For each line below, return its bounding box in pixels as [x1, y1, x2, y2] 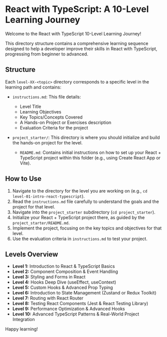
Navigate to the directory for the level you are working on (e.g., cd [12, 187, 148, 193]
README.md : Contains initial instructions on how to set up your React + [19, 149, 162, 155]
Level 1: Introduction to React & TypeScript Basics [12, 263, 115, 269]
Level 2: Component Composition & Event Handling [12, 268, 118, 274]
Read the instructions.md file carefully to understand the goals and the [12, 198, 160, 204]
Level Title [19, 103, 41, 109]
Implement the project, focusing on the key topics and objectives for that [12, 225, 162, 231]
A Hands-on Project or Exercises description [19, 119, 112, 125]
